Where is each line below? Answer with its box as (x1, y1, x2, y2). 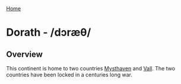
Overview (6, 49, 43, 59)
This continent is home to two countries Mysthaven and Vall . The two (6, 65, 176, 72)
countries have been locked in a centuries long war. (6, 71, 132, 78)
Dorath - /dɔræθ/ (6, 26, 91, 39)
